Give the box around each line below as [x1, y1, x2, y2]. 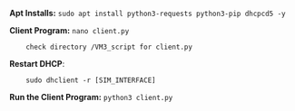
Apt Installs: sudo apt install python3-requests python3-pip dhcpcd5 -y [9, 8, 286, 18]
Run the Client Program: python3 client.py [9, 92, 173, 102]
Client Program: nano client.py [9, 25, 130, 35]
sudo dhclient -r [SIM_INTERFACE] [25, 76, 156, 85]
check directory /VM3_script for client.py [25, 42, 193, 51]
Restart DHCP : [9, 59, 65, 69]
